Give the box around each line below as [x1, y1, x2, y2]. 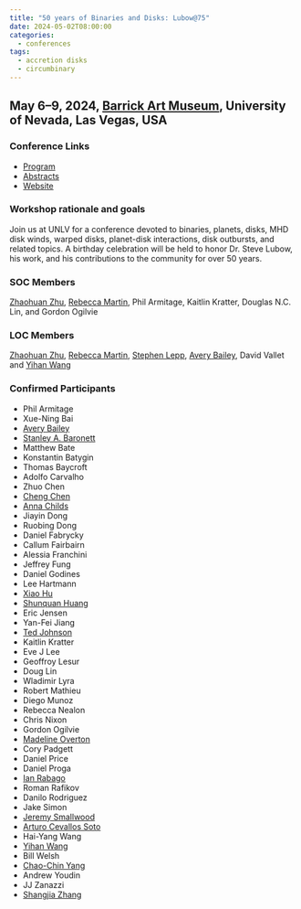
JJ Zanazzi [22, 879, 65, 890]
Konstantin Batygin [22, 452, 94, 463]
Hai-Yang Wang [22, 830, 82, 841]
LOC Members [9, 329, 75, 342]
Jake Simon [22, 801, 67, 812]
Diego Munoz [22, 694, 74, 705]
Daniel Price [22, 753, 68, 764]
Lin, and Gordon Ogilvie [9, 306, 99, 317]
